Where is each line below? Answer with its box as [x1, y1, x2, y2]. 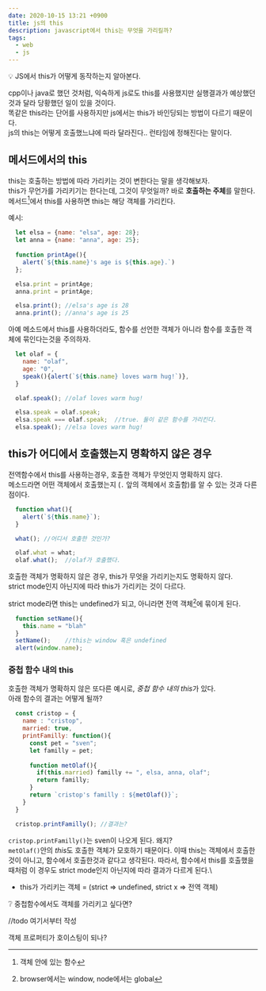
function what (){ [15, 505, 73, 513]
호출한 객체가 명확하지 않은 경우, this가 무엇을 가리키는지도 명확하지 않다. [8, 572, 234, 581]
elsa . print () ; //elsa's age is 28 [15, 302, 129, 310]
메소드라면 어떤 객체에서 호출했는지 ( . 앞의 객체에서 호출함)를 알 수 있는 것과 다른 [8, 480, 257, 489]
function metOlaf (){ [28, 762, 97, 769]
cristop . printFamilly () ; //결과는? [15, 819, 128, 828]
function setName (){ [15, 615, 83, 623]
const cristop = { [15, 710, 77, 718]
